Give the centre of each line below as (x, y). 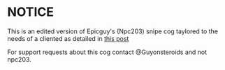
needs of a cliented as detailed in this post (68, 38)
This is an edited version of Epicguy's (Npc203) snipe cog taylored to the (113, 31)
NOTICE (31, 12)
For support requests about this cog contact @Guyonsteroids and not (107, 52)
